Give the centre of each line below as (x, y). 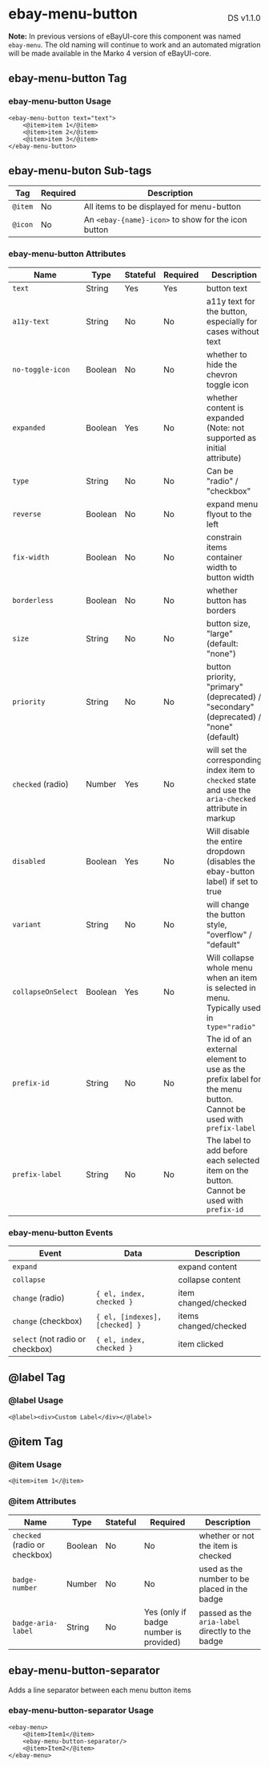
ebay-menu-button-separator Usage (81, 1711)
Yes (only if (165, 1612)
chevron (222, 374)
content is (225, 408)
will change (228, 904)
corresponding (234, 759)
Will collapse (230, 958)
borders (221, 610)
